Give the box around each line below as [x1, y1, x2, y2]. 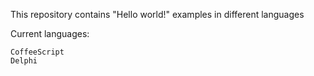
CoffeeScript [10, 47, 65, 57]
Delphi [10, 56, 38, 66]
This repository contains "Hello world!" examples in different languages [10, 9, 305, 20]
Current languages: [10, 28, 90, 39]
